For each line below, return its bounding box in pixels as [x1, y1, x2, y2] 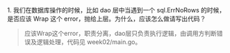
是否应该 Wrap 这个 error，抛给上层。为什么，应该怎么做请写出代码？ [7, 14, 206, 23]
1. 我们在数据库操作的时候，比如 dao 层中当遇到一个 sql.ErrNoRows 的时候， [7, 6, 226, 14]
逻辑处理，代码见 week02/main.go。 [36, 38, 142, 46]
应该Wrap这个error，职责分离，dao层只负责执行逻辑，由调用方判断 [24, 30, 217, 37]
